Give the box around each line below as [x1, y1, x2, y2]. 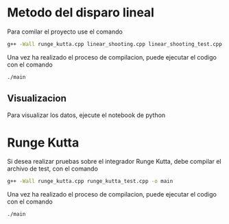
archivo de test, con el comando [7, 164, 98, 173]
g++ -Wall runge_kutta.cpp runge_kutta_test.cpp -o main [7, 178, 173, 185]
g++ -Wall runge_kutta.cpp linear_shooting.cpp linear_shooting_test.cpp [7, 40, 223, 47]
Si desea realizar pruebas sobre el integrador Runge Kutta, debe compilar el [7, 158, 221, 166]
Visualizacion [7, 92, 67, 104]
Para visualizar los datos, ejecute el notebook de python [7, 111, 166, 119]
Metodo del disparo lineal [7, 5, 154, 21]
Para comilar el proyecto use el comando [7, 27, 123, 36]
